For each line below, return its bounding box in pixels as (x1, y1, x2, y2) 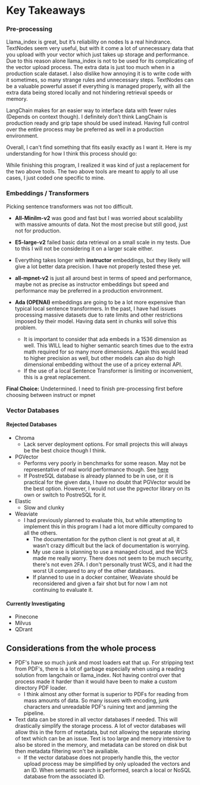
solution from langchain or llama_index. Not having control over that (14, 671, 182, 678)
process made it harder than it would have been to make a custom (14, 678, 177, 685)
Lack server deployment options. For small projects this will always (23, 440, 188, 448)
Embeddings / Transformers (6, 189, 89, 197)
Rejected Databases (6, 421, 57, 428)
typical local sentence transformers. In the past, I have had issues (14, 305, 177, 312)
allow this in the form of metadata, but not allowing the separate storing (14, 728, 190, 736)
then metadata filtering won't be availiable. (14, 747, 120, 755)
